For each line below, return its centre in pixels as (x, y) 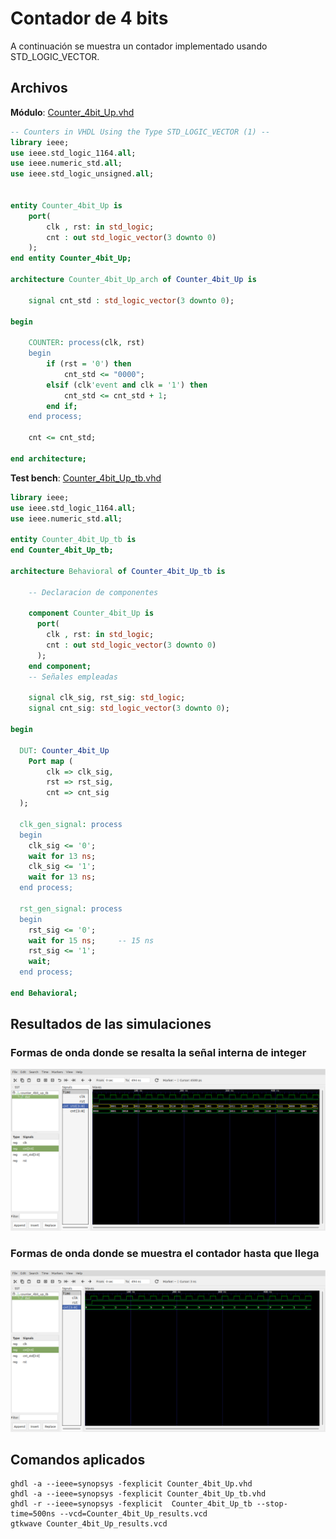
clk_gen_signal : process (71, 824)
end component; (60, 666)
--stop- (272, 1504)
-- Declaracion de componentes (93, 592)
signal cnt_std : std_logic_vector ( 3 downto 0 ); (131, 300)
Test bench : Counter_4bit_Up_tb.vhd (86, 478)
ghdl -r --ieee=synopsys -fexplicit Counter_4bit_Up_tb (131, 1504)
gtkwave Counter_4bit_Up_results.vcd (89, 1524)
